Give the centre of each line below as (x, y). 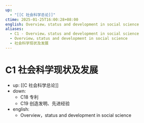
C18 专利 (30, 97)
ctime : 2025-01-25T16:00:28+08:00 (42, 19)
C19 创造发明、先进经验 (45, 103)
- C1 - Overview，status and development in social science (74, 34)
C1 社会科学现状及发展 (52, 70)
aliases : (15, 29)
